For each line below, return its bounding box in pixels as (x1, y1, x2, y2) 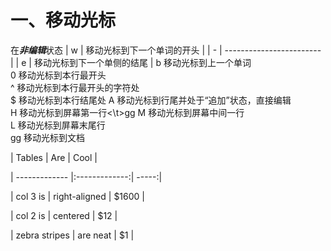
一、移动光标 (10, 9, 117, 32)
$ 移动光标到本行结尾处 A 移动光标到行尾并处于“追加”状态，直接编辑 (10, 94, 292, 106)
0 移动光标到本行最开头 (10, 69, 107, 81)
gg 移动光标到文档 (10, 131, 86, 143)
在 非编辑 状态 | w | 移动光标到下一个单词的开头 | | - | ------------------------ (10, 44, 322, 56)
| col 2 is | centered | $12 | (10, 209, 118, 221)
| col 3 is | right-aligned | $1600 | (10, 190, 145, 202)
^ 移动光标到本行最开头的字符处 (10, 81, 140, 93)
